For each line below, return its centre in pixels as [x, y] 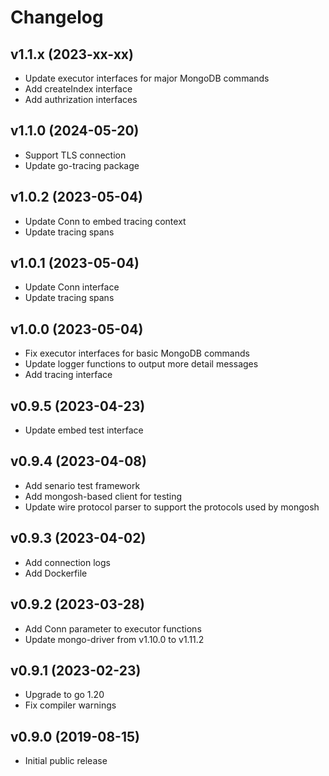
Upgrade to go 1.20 [64, 695]
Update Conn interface [72, 287]
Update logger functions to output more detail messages [141, 364]
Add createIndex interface [78, 89]
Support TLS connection [75, 155]
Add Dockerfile [56, 573]
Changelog [57, 17]
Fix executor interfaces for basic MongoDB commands [137, 353]
